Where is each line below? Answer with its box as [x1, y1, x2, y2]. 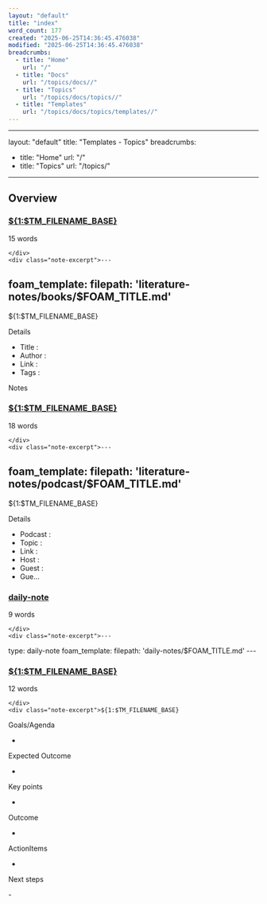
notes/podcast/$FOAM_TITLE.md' [8, 477, 182, 491]
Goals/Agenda [8, 720, 56, 730]
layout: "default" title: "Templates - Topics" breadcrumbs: [8, 137, 197, 147]
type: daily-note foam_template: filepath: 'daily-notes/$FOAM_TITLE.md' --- [8, 646, 257, 655]
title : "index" [8, 19, 59, 27]
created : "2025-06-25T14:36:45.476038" [8, 33, 141, 42]
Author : [19, 350, 47, 360]
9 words [8, 609, 36, 619]
